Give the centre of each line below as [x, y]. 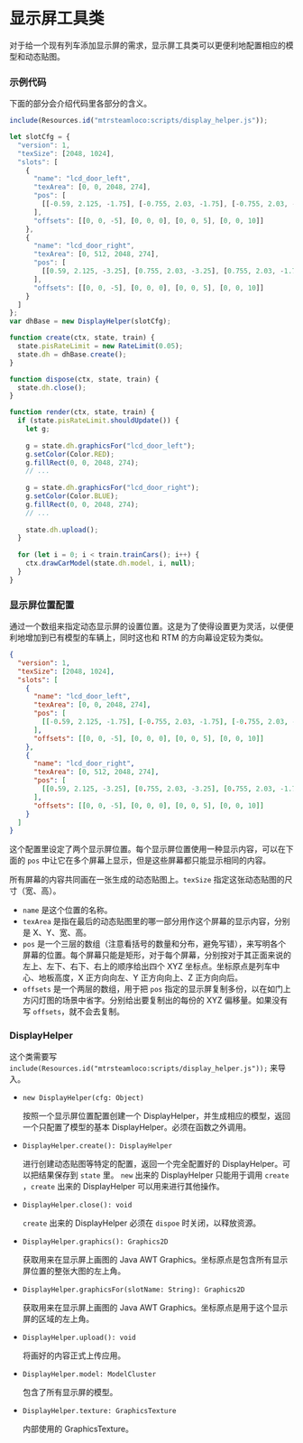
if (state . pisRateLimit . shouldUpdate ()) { [98, 421]
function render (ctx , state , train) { [82, 412]
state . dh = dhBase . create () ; [72, 354]
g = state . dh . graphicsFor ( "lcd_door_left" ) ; [110, 446]
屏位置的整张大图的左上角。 [74, 1271]
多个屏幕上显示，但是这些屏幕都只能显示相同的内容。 [172, 860]
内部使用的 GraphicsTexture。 [78, 1429]
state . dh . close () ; [52, 388]
